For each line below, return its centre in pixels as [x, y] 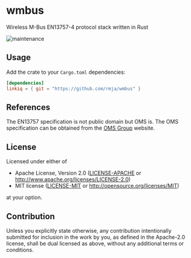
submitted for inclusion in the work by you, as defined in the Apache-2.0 [95, 237]
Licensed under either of [37, 161]
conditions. [20, 250]
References [28, 107]
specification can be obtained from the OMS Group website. [80, 128]
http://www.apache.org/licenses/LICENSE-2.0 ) [73, 179]
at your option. [24, 197]
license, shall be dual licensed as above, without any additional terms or [95, 243]
